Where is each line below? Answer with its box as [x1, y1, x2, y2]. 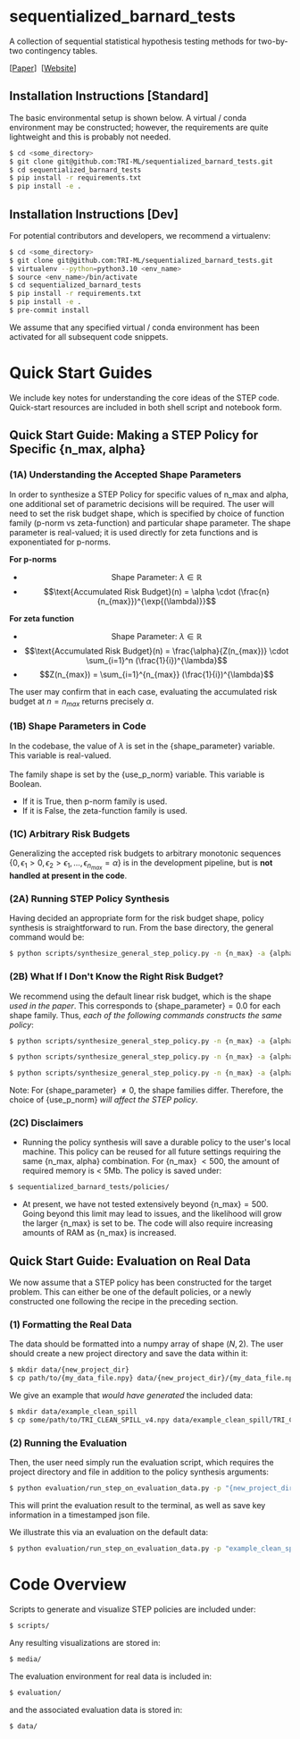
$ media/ [9, 1654, 42, 1664]
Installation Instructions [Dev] [9, 207, 179, 222]
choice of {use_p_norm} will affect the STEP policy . [9, 1094, 198, 1105]
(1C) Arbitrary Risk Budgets [9, 827, 130, 840]
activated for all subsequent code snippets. [9, 331, 169, 342]
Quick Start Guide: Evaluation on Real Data [9, 1254, 252, 1269]
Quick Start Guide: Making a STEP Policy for [9, 427, 259, 443]
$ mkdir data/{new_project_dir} [9, 1365, 129, 1374]
